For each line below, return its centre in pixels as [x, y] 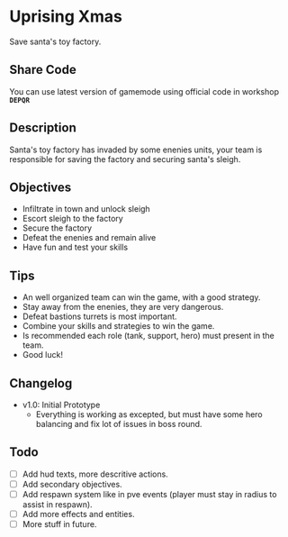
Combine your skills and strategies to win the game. [118, 326]
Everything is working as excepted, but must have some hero [149, 414]
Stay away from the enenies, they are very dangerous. [123, 307]
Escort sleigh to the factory [72, 219]
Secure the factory [57, 228]
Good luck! [42, 355]
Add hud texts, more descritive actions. [95, 474]
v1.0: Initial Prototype [61, 405]
